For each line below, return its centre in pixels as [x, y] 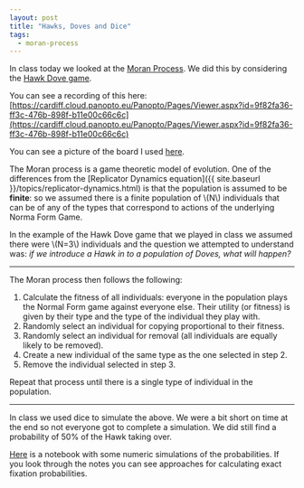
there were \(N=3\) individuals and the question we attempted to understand [152, 244]
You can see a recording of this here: [78, 96]
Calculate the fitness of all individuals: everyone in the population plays [155, 297]
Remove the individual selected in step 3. [99, 365]
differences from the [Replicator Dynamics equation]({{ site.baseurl [135, 179]
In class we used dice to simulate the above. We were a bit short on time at [149, 418]
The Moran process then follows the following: [96, 280]
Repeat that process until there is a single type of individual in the [131, 382]
